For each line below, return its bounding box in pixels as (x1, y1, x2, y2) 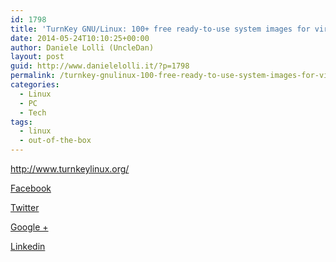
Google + (10, 221, 49, 233)
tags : (10, 117, 33, 127)
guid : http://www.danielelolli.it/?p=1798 (10, 61, 190, 71)
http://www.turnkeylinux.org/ (10, 163, 130, 175)
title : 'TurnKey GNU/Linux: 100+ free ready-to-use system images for (10, 24, 311, 34)
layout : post (10, 52, 65, 62)
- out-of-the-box (19, 136, 92, 146)
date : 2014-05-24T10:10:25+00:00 (10, 33, 150, 43)
